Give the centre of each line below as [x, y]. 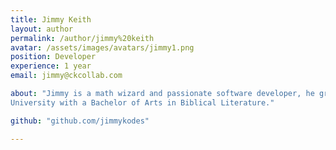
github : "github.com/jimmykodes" [80, 121]
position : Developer [53, 57]
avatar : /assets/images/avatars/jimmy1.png [102, 47]
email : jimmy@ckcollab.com [66, 76]
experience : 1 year [51, 66]
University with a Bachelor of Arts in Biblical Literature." [142, 102]
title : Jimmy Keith [51, 19]
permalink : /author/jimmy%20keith [82, 38]
